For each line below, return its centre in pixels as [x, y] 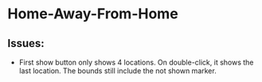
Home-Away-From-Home [93, 14]
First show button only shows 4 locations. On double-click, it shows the [136, 62]
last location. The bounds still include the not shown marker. [117, 71]
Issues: [26, 43]
